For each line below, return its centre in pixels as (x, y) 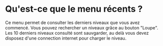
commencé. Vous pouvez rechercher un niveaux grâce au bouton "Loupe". (82, 27)
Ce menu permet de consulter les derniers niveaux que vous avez (73, 23)
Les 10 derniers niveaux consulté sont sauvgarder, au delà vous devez (77, 33)
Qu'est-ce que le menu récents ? (74, 9)
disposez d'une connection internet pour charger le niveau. (66, 38)
